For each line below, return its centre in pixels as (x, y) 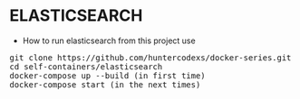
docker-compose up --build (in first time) (107, 76)
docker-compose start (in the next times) (105, 85)
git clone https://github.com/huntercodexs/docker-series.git (150, 58)
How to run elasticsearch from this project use (109, 40)
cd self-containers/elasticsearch (86, 67)
